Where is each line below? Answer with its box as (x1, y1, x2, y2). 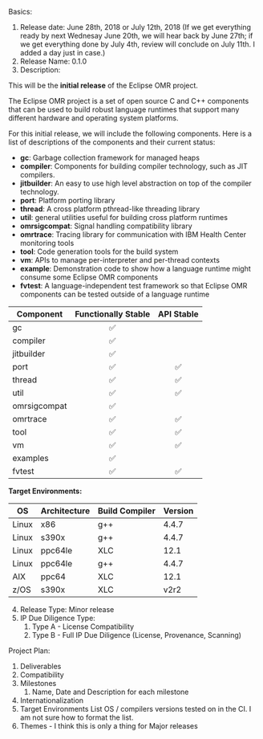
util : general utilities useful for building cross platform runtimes (19, 213, 229, 222)
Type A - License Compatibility (31, 622, 135, 631)
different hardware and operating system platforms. (8, 113, 179, 123)
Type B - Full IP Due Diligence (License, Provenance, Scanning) (31, 631, 242, 639)
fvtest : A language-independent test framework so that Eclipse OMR (19, 281, 248, 290)
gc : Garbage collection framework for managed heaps (19, 153, 200, 162)
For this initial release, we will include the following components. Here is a (8, 129, 253, 138)
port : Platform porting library (19, 196, 115, 205)
